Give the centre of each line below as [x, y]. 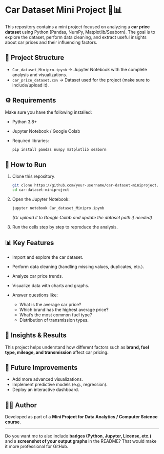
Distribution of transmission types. [54, 320]
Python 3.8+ [25, 122]
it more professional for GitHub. [37, 446]
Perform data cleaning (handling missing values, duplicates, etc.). [78, 267]
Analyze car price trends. [38, 276]
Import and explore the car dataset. [48, 257]
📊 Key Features [30, 243]
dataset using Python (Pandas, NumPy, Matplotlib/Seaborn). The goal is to [80, 32]
